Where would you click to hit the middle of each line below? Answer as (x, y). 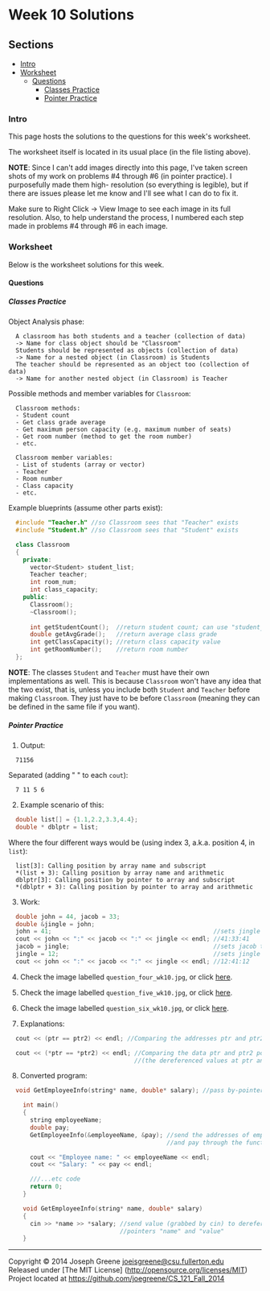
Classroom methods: (48, 408)
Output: (33, 745)
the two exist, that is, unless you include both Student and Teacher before (129, 689)
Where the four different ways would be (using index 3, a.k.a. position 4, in (132, 842)
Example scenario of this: (62, 805)
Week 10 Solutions (72, 15)
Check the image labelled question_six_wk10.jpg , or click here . (124, 1008)
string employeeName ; (66, 1120)
